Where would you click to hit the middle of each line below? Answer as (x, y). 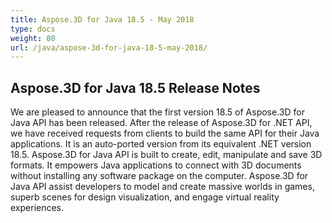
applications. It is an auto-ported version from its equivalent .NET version (161, 144)
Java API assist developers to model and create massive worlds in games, (162, 187)
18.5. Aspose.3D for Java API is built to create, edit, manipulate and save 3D (166, 155)
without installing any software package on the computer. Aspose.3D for (159, 176)
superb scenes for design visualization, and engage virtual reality (145, 197)
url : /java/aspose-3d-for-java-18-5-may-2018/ (109, 47)
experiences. (37, 208)
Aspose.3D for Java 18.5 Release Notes (135, 87)
